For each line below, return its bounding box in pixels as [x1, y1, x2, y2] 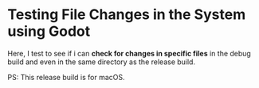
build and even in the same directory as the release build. [7, 57, 196, 67]
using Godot [7, 22, 91, 40]
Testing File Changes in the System [7, 6, 246, 24]
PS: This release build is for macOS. [7, 72, 125, 82]
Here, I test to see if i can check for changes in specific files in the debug [7, 48, 252, 58]
